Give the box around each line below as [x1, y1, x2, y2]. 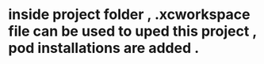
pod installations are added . [8, 40, 200, 57]
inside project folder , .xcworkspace [8, 6, 251, 24]
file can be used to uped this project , [8, 22, 258, 40]
